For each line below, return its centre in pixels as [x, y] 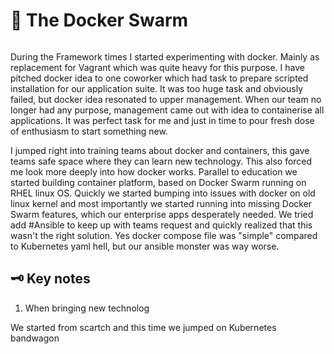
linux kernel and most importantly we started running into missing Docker [161, 203]
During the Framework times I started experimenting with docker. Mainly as [165, 56]
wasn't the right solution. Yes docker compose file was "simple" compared [164, 235]
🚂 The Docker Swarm [99, 20]
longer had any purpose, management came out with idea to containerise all [167, 110]
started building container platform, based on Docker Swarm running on [158, 182]
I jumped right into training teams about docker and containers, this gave [160, 150]
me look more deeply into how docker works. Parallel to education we [154, 171]
